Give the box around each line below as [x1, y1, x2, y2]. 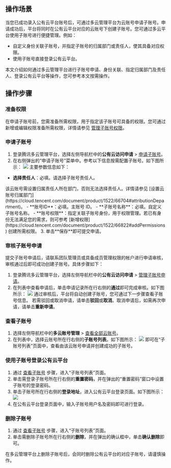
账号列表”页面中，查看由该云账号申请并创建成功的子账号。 [12, 343, 135, 349]
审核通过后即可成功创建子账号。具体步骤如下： [5, 261, 103, 267]
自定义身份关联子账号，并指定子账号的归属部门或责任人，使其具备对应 [12, 43, 160, 49]
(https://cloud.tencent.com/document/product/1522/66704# [5, 198, 132, 204]
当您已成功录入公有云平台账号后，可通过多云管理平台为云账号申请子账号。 [5, 19, 161, 25]
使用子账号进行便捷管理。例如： [9, 32, 77, 38]
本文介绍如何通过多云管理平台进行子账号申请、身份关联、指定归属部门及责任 [5, 66, 166, 72]
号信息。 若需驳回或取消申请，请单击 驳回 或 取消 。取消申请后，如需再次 [12, 297, 161, 304]
